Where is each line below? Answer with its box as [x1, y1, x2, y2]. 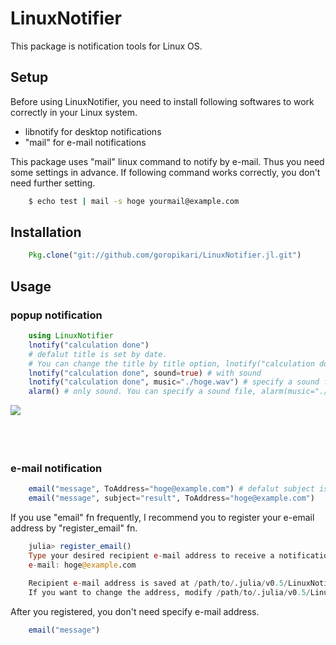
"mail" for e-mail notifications [24, 136, 147, 148]
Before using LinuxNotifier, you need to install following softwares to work [10, 95, 315, 107]
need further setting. [10, 177, 96, 189]
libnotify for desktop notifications [24, 125, 162, 137]
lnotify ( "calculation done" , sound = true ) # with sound [28, 368, 262, 378]
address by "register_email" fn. [10, 522, 138, 534]
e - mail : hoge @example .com [28, 560, 137, 570]
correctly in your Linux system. [10, 106, 138, 118]
